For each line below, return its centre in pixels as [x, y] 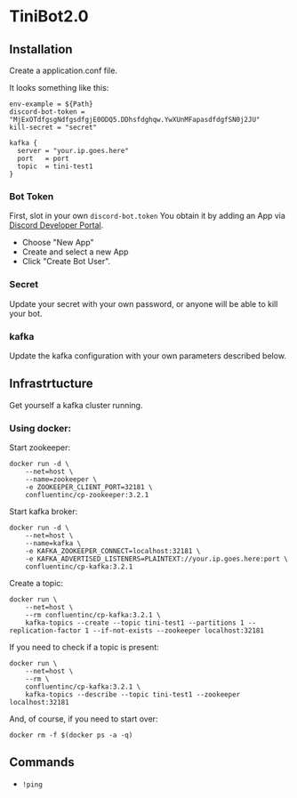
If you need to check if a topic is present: [84, 647]
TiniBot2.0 [49, 16]
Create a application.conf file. [64, 70]
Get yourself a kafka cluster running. [76, 405]
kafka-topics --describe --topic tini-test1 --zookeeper [133, 695]
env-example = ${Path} [51, 104]
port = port [43, 158]
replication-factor [45, 631]
